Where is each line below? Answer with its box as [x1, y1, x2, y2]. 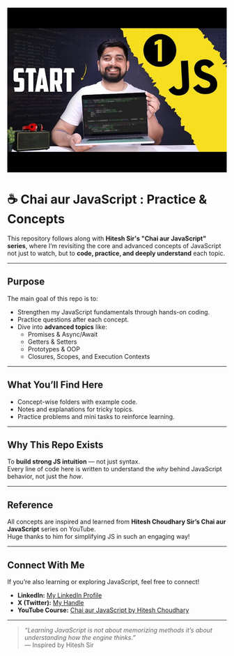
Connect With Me [7, 559, 85, 571]
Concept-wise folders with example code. [17, 397, 138, 406]
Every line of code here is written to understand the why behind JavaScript [7, 465, 222, 473]
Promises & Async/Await [27, 330, 98, 338]
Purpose [7, 276, 45, 288]
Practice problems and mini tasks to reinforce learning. [17, 412, 175, 420]
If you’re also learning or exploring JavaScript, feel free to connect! [7, 578, 200, 586]
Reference [7, 499, 54, 511]
